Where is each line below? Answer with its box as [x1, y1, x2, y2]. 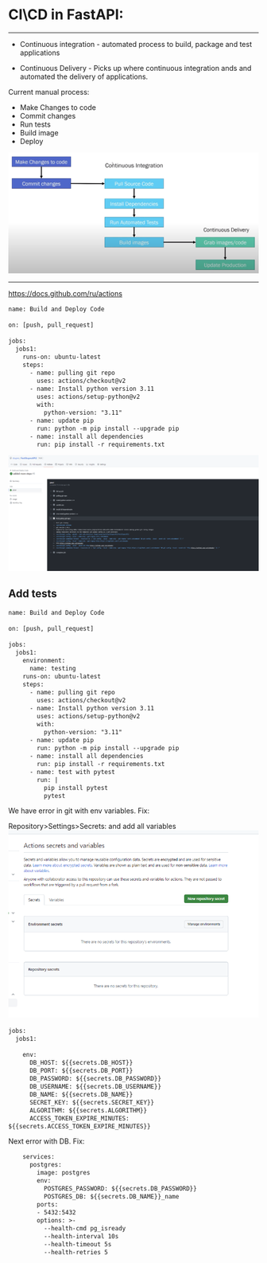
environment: [22, 657, 66, 665]
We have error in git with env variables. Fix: [8, 806, 150, 815]
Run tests [19, 119, 52, 129]
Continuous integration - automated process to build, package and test [19, 39, 253, 49]
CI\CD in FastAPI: [8, 6, 124, 24]
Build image [19, 127, 59, 137]
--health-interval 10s [43, 1232, 119, 1240]
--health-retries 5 [43, 1248, 109, 1256]
